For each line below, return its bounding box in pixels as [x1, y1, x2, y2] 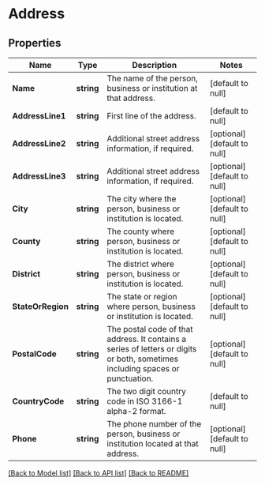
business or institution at [106, 83, 198, 93]
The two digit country [106, 386, 187, 397]
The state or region [106, 291, 177, 302]
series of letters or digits [106, 344, 197, 354]
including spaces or [106, 363, 180, 374]
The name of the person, [106, 73, 199, 84]
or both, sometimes [106, 353, 179, 364]
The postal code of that [106, 324, 193, 334]
